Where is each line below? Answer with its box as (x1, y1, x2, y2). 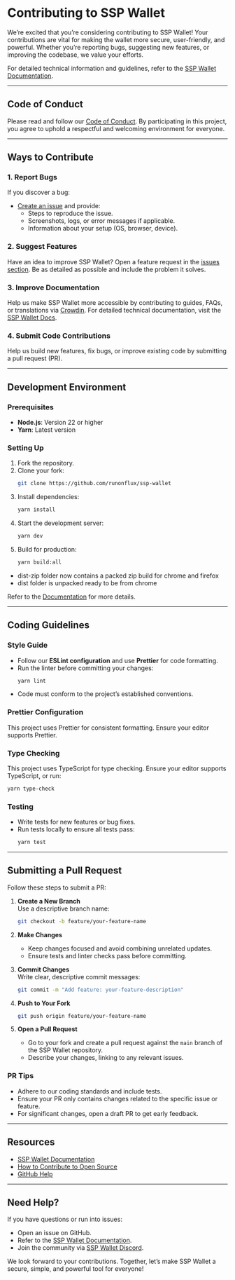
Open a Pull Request (17, 1025, 78, 1033)
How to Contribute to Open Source (17, 1162, 117, 1171)
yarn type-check (7, 785, 55, 792)
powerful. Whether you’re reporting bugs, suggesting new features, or (7, 43, 210, 51)
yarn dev (17, 533, 43, 540)
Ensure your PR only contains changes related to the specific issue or (17, 1094, 218, 1103)
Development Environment (7, 381, 127, 393)
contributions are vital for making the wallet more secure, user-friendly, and (7, 35, 225, 43)
